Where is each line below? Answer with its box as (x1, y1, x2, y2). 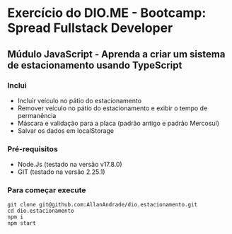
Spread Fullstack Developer (7, 20, 173, 36)
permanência (17, 111, 57, 119)
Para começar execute (7, 185, 86, 195)
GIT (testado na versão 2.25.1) (17, 168, 105, 176)
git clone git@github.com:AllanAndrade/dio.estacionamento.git (7, 201, 198, 209)
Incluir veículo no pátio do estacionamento (17, 96, 142, 105)
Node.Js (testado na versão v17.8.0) (17, 160, 122, 169)
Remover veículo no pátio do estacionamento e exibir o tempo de (17, 104, 208, 112)
